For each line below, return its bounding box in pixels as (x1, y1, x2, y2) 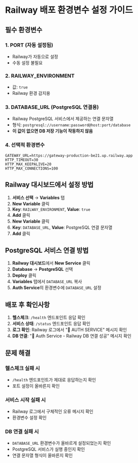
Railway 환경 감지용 (12, 90, 51, 96)
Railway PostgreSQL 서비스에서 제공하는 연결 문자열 (12, 116, 114, 122)
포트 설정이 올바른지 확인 (12, 383, 60, 389)
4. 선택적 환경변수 (5, 142, 45, 148)
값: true (12, 84, 28, 90)
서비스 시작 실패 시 (5, 396, 46, 403)
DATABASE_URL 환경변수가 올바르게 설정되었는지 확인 (12, 440, 111, 446)
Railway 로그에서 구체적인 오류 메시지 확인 (12, 408, 94, 414)
